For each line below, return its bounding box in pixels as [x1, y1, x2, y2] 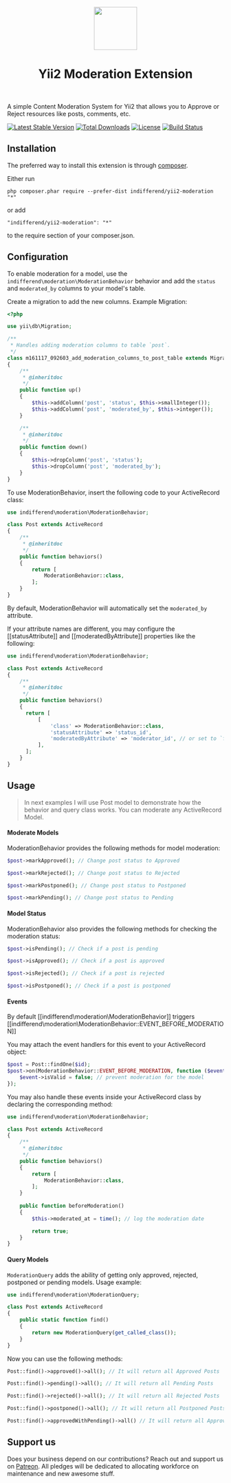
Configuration [7, 251, 69, 263]
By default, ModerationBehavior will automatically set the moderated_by [7, 604, 208, 612]
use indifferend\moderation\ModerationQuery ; [7, 1291, 140, 1298]
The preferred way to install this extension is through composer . [7, 161, 188, 169]
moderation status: [7, 932, 60, 940]
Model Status [7, 909, 47, 918]
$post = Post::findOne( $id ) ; [7, 1061, 91, 1068]
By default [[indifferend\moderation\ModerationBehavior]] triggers [7, 1013, 195, 1021]
